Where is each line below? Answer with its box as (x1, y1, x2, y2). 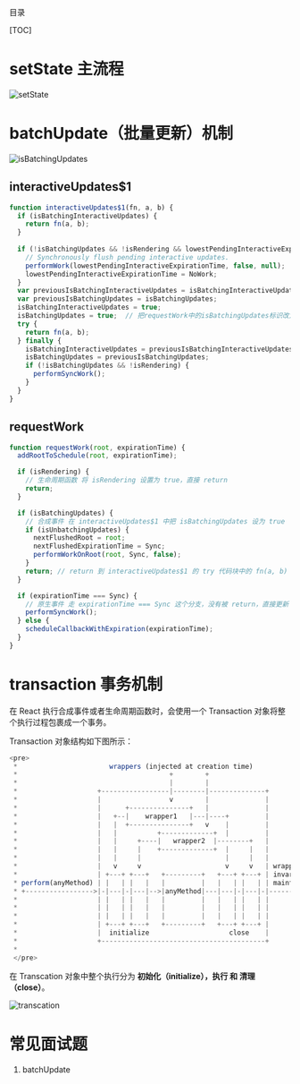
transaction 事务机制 (9, 674, 163, 695)
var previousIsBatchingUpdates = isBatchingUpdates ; (17, 294, 218, 303)
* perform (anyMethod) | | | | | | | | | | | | (12, 878, 270, 887)
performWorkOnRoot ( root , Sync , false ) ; (32, 551, 181, 559)
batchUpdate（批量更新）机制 (9, 124, 234, 144)
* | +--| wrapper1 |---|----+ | (12, 812, 270, 821)
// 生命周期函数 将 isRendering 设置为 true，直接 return (25, 476, 228, 485)
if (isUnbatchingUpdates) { (25, 525, 129, 534)
